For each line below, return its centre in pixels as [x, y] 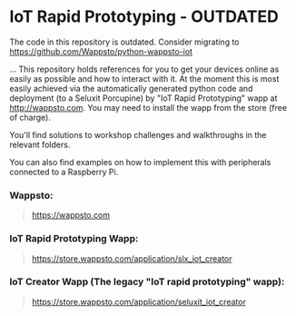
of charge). [30, 117]
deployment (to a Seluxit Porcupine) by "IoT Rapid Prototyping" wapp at [143, 98]
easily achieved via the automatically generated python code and [131, 88]
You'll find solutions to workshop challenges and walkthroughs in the [138, 134]
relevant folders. [40, 144]
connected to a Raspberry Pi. [64, 172]
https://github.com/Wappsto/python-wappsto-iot [101, 51]
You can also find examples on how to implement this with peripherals [140, 162]
